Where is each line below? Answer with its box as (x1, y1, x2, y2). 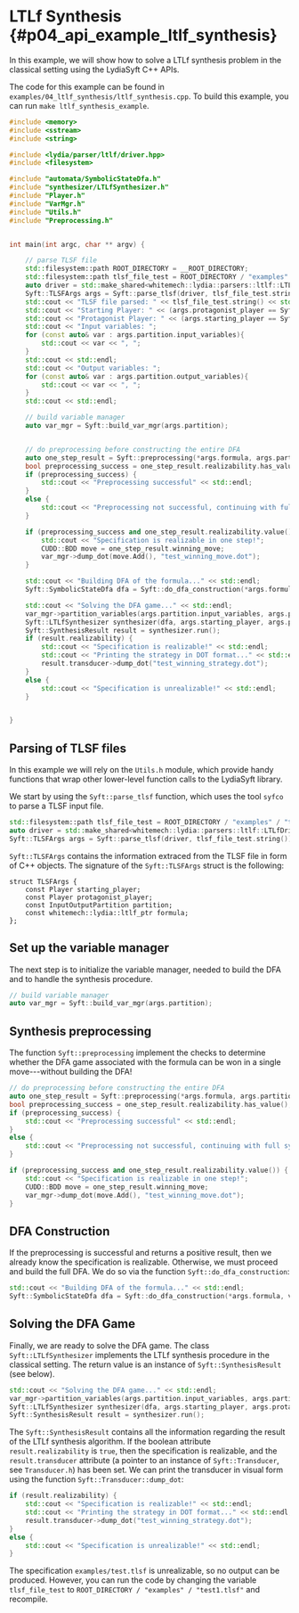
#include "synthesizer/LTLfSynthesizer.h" (9, 183, 169, 192)
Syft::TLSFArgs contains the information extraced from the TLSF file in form (9, 850, 287, 861)
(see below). (9, 1368, 55, 1379)
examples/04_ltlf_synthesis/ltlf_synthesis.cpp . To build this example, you (9, 91, 289, 102)
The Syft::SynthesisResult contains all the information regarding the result (9, 1427, 286, 1437)
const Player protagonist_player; (25, 893, 153, 902)
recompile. (9, 1593, 49, 1605)
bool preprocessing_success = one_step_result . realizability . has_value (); (9, 1100, 293, 1109)
